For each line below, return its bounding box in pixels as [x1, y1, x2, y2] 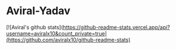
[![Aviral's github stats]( [6, 24, 63, 31]
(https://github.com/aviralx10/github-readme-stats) [6, 36, 131, 43]
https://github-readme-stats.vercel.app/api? [63, 24, 170, 31]
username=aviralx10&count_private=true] [6, 30, 107, 37]
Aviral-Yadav [6, 4, 71, 18]
